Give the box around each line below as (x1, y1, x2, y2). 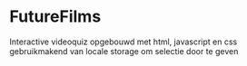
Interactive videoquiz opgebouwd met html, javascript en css (9, 36, 238, 47)
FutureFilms (9, 6, 102, 27)
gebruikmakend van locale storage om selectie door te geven (9, 45, 239, 56)
